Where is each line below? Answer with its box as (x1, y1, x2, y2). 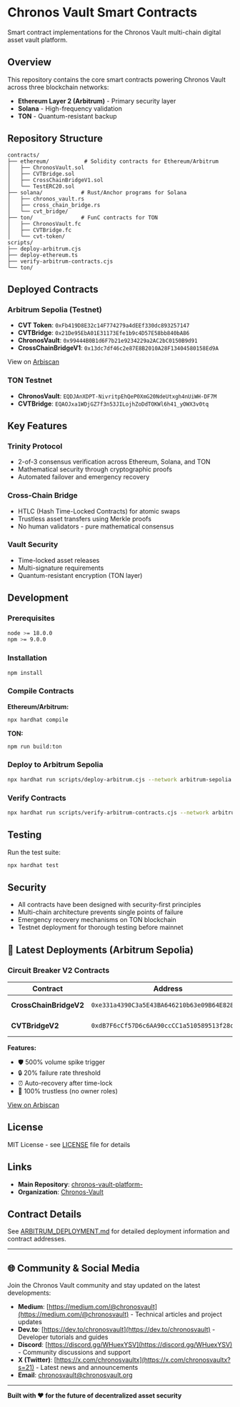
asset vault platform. (7, 35, 68, 44)
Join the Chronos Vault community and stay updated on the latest (7, 1281, 201, 1290)
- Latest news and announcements (35, 1363, 139, 1372)
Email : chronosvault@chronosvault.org (17, 1371, 134, 1379)
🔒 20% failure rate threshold (17, 1068, 101, 1077)
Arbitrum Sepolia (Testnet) (7, 304, 102, 314)
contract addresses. (7, 1235, 66, 1243)
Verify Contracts (7, 793, 66, 803)
